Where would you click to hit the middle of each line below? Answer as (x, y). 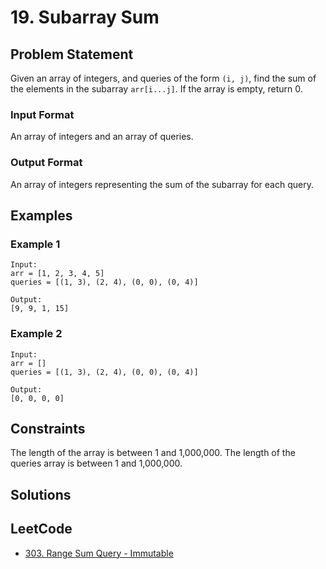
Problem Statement (72, 54)
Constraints (48, 428)
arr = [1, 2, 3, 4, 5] (57, 274)
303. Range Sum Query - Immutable (99, 553)
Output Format (46, 163)
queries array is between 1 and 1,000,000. (96, 463)
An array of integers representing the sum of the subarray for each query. (162, 184)
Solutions (41, 494)
